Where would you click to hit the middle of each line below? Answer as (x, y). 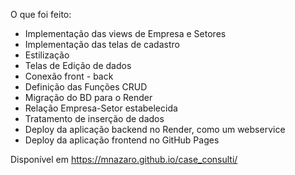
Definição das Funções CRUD (86, 87)
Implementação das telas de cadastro (102, 44)
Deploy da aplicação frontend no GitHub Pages (122, 140)
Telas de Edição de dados (78, 65)
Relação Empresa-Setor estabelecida (101, 108)
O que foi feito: (41, 14)
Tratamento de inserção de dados (94, 118)
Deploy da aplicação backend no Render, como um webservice (155, 129)
